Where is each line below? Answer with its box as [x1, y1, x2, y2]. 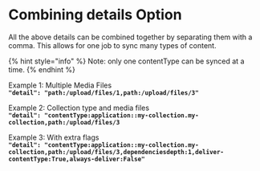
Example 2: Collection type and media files [8, 103, 150, 112]
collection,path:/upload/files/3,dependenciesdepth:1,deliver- [8, 148, 225, 156]
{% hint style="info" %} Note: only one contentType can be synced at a [8, 56, 245, 66]
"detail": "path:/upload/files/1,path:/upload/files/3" [8, 88, 199, 97]
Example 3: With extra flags [8, 132, 100, 142]
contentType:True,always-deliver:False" [8, 155, 146, 163]
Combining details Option [8, 6, 182, 24]
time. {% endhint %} [8, 64, 76, 74]
